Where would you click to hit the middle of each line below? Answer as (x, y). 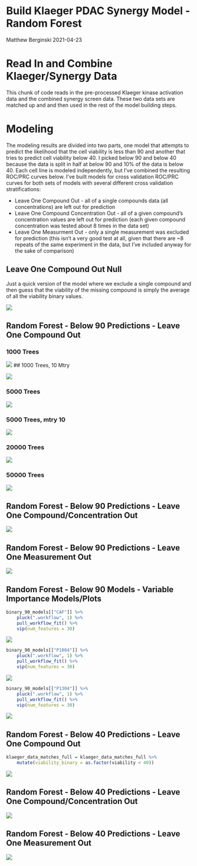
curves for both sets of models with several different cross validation (90, 183)
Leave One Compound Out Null (64, 269)
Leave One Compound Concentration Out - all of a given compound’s (99, 213)
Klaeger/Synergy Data (62, 76)
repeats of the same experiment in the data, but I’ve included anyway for (103, 244)
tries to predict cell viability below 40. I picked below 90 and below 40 (91, 158)
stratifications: (24, 189)
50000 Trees (25, 475)
